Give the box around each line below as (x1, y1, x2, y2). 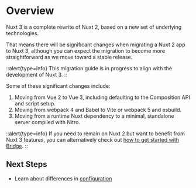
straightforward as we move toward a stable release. (6, 53, 133, 60)
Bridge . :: (6, 142, 28, 149)
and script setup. (14, 100, 56, 107)
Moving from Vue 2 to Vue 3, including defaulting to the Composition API (14, 94, 190, 101)
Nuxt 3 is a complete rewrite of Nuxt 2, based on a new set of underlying (6, 23, 182, 30)
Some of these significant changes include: (6, 82, 111, 89)
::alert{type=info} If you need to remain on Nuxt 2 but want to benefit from (6, 130, 185, 137)
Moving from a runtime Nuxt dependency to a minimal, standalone (14, 112, 174, 119)
